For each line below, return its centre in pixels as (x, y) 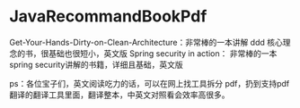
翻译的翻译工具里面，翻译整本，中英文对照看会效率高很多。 (119, 95)
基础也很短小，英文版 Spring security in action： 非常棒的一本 (163, 53)
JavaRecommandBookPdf (108, 17)
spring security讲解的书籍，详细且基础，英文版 (96, 64)
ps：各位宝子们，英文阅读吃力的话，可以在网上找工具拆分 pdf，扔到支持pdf (150, 83)
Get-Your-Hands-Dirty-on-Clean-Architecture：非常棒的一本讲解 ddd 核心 (146, 42)
